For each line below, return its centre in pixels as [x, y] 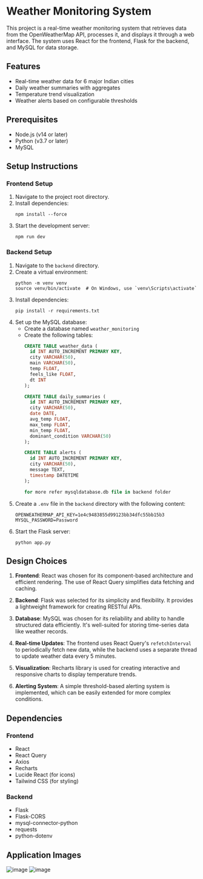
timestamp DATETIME [54, 475]
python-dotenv [34, 836]
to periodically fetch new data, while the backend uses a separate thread [106, 650]
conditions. [29, 699]
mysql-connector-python [46, 823]
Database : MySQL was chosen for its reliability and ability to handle [100, 619]
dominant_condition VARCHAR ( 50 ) [70, 436]
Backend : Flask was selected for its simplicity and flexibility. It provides [104, 601]
